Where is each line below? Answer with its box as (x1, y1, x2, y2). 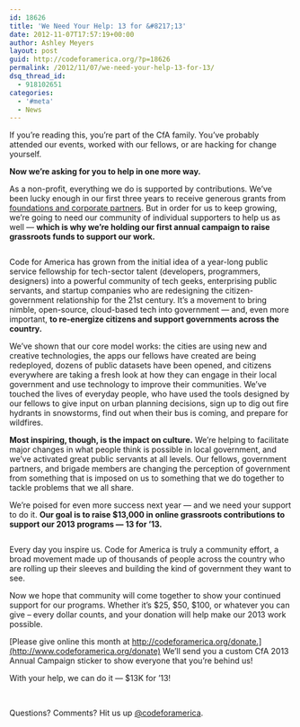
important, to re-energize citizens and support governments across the (9, 314, 280, 324)
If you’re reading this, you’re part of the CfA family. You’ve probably (9, 129, 260, 140)
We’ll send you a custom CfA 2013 (162, 646, 289, 657)
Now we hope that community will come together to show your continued (9, 590, 281, 601)
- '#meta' (17, 96, 54, 106)
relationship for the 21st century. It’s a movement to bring (56, 295, 268, 306)
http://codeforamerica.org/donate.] (131, 636, 262, 647)
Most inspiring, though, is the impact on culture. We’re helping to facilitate (9, 435, 289, 446)
